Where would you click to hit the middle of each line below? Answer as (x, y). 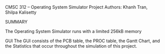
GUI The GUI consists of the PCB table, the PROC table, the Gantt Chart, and (82, 41)
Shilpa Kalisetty (21, 12)
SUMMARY (16, 22)
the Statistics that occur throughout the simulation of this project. (71, 46)
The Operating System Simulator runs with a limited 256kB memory (73, 31)
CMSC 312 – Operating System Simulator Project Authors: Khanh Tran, (76, 7)
